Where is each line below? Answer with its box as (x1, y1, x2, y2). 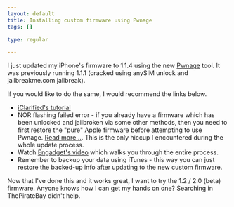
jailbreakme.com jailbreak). (7, 76, 86, 85)
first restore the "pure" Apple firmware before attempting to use (17, 126, 202, 134)
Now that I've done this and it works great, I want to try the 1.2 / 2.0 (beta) (7, 177, 221, 185)
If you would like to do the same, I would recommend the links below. (7, 90, 207, 98)
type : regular (7, 36, 49, 43)
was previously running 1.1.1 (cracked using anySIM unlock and (7, 69, 188, 77)
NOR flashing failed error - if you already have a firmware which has (17, 111, 215, 119)
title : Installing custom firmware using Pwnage (7, 17, 152, 24)
